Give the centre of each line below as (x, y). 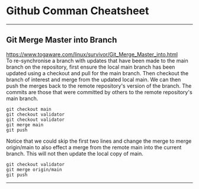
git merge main (25, 125)
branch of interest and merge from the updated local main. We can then (94, 79)
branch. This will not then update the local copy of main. (75, 153)
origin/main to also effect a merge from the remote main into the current (94, 147)
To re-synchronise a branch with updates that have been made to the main (97, 60)
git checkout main (29, 109)
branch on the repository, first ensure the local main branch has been (91, 67)
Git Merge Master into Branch (62, 40)
